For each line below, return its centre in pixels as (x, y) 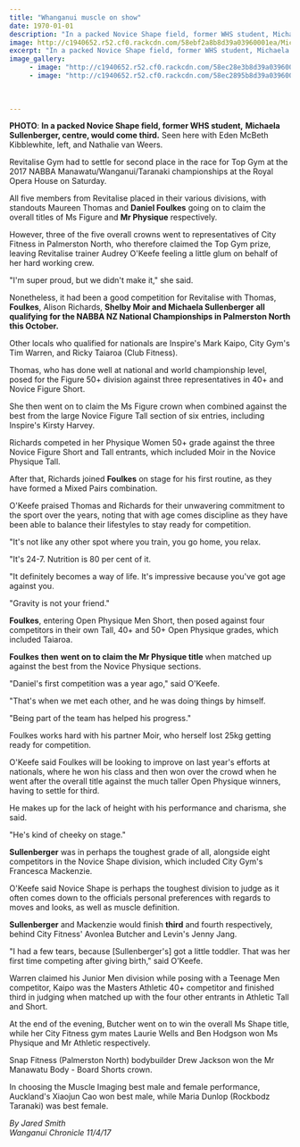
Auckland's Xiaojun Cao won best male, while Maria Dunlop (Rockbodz (140, 1097)
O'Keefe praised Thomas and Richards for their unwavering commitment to (147, 506)
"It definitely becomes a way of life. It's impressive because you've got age (147, 577)
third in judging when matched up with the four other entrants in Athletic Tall (149, 997)
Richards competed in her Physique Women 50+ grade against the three (142, 443)
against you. (32, 586)
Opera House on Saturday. (58, 181)
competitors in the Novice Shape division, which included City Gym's (136, 861)
